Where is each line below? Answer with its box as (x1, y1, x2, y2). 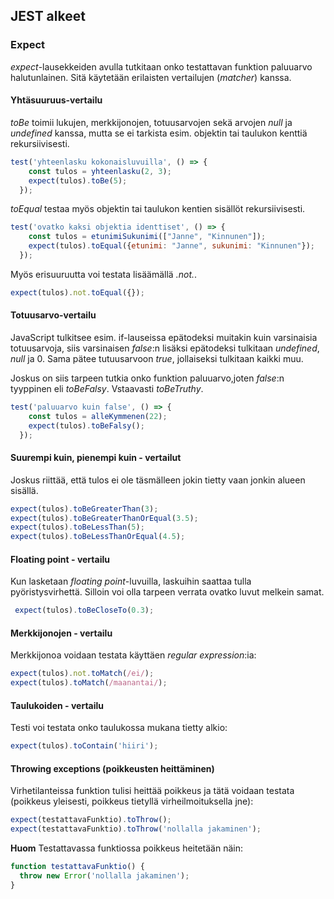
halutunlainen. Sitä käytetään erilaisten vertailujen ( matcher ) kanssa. (10, 71, 292, 83)
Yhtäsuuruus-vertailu (10, 94, 103, 106)
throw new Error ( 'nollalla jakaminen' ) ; (19, 871, 190, 881)
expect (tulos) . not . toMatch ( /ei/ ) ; (10, 669, 155, 679)
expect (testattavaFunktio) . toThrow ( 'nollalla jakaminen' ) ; (10, 824, 262, 834)
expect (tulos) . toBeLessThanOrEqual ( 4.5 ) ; (10, 532, 186, 542)
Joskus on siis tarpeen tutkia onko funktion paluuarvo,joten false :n (10, 372, 285, 384)
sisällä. (10, 484, 39, 496)
